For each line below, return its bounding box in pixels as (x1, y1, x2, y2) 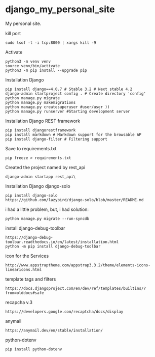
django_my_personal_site (5, 4, 115, 15)
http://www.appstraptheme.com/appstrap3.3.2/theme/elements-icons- (5, 262, 151, 268)
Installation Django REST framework (5, 118, 81, 124)
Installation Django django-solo (5, 183, 70, 189)
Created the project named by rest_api (5, 164, 86, 170)
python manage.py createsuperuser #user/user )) (5, 104, 110, 109)
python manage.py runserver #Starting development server (5, 108, 130, 114)
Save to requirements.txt (5, 145, 57, 151)
